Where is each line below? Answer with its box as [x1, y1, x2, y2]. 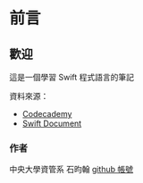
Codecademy [21, 109, 72, 119]
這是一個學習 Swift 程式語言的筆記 [9, 72, 134, 82]
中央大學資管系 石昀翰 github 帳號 [9, 164, 134, 175]
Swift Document [21, 118, 82, 129]
